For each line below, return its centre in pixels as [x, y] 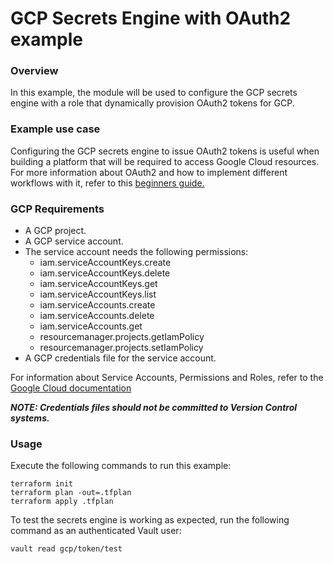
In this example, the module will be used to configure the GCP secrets [154, 93]
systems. [30, 418]
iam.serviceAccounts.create [97, 305]
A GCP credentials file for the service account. [120, 358]
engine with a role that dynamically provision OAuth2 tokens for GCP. [152, 103]
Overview [34, 71]
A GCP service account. [74, 241]
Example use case [55, 129]
